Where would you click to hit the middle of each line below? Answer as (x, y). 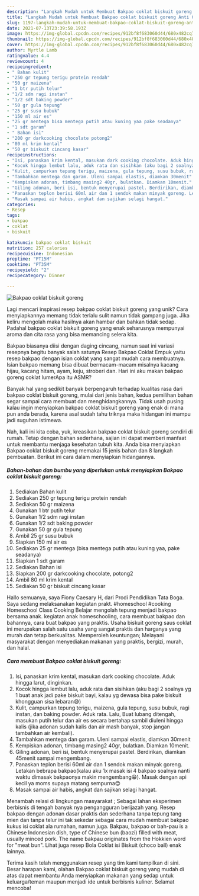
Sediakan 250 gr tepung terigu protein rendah (71, 497)
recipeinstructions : (32, 155)
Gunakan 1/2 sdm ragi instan (50, 516)
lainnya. (16, 851)
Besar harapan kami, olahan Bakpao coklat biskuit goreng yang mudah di (96, 869)
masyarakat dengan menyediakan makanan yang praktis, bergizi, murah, (95, 641)
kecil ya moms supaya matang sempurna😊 (68, 783)
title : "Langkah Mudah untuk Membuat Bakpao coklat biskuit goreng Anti (98, 17)
